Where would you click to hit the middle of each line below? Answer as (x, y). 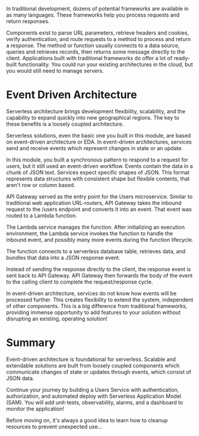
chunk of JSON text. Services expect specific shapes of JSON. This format (98, 172)
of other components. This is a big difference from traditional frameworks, (97, 306)
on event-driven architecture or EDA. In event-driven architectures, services (99, 142)
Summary (31, 343)
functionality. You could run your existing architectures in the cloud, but (105, 64)
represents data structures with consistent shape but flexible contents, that (98, 179)
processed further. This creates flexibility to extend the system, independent (100, 300)
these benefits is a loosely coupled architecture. (65, 124)
